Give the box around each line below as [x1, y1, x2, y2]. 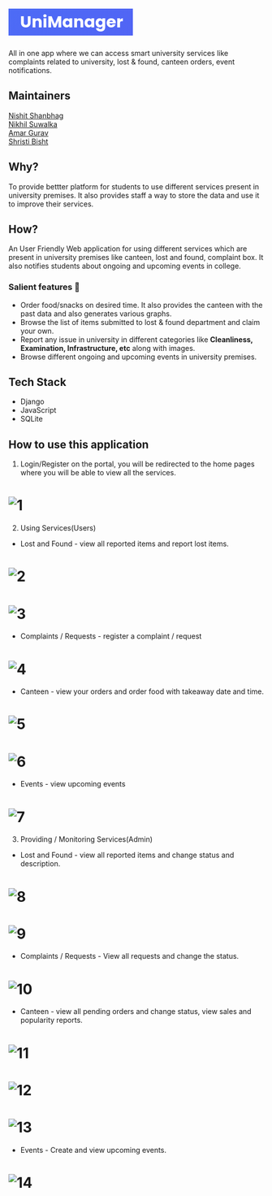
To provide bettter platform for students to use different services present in [8, 181, 260, 191]
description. [19, 859, 61, 869]
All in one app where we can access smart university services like [8, 48, 229, 58]
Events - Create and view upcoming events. [19, 1145, 167, 1155]
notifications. [8, 65, 53, 75]
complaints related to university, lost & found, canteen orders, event [8, 57, 235, 67]
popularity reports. [19, 1016, 83, 1025]
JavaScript [19, 405, 57, 415]
